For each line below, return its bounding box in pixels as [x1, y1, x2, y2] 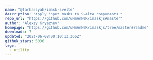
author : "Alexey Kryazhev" [5, 20, 60, 26]
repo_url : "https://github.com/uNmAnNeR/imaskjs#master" [5, 16, 123, 21]
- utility [9, 47, 29, 52]
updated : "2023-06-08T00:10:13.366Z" [5, 34, 82, 39]
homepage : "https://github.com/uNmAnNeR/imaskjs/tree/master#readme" [5, 25, 149, 30]
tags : [5, 43, 16, 48]
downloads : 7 [5, 30, 32, 34]
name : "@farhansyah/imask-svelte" [5, 7, 75, 12]
